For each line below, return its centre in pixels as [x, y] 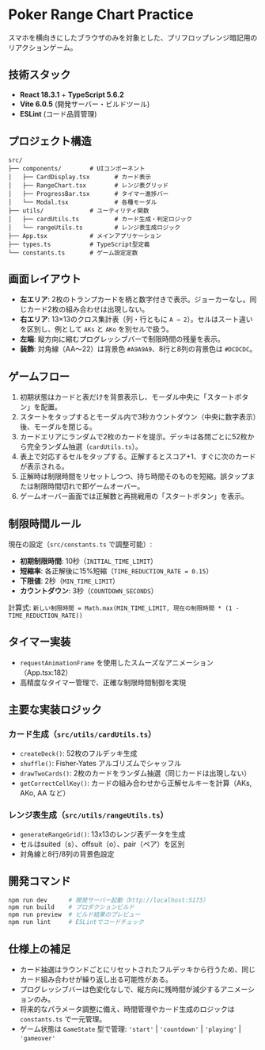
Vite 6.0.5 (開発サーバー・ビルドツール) [85, 104]
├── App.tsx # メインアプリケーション [85, 236]
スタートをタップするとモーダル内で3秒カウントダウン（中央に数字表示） [138, 417]
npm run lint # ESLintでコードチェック [76, 922]
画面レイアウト [45, 279]
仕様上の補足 [40, 949]
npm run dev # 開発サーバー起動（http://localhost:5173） [109, 900]
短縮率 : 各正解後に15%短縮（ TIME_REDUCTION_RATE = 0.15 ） [116, 571]
